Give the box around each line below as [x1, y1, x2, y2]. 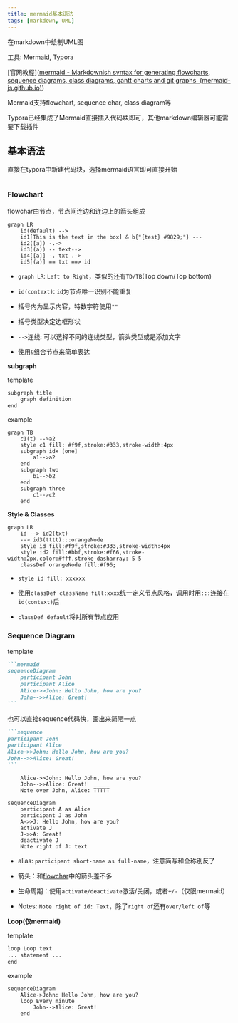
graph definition [20, 396, 72, 403]
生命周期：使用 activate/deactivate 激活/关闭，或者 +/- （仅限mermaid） [17, 886, 229, 895]
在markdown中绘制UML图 [7, 37, 84, 46]
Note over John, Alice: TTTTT [20, 786, 110, 794]
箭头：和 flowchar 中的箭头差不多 [17, 871, 113, 880]
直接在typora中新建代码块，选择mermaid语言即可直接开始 [7, 165, 177, 174]
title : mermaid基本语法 [7, 10, 73, 18]
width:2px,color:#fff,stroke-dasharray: [7, 555, 130, 563]
